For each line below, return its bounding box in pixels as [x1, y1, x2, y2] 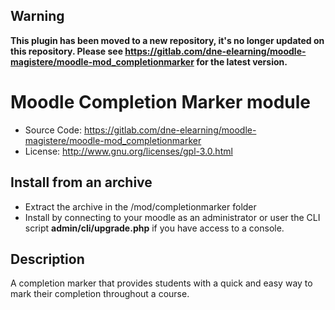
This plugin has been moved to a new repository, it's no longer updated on [10, 34, 325, 46]
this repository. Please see [10, 45, 124, 57]
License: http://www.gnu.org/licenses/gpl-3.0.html [24, 145, 233, 157]
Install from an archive [10, 174, 153, 191]
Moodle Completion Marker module [10, 91, 311, 113]
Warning [10, 8, 65, 25]
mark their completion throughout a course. [10, 288, 190, 300]
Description [10, 250, 85, 268]
